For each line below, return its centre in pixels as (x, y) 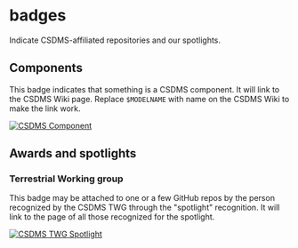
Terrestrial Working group (66, 179)
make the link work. (45, 108)
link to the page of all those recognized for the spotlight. (112, 217)
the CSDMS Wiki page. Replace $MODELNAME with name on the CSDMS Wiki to (149, 99)
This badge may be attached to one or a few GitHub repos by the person (142, 198)
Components (46, 68)
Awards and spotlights (73, 153)
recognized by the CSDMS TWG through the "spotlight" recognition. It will (145, 208)
